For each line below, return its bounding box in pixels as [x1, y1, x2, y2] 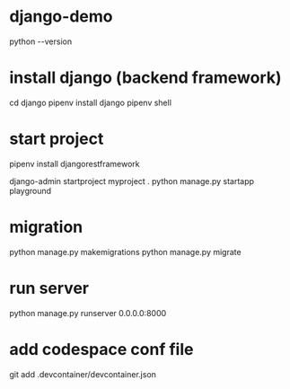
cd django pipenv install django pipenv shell [9, 97, 172, 108]
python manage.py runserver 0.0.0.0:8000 [9, 307, 167, 318]
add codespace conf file [9, 339, 194, 359]
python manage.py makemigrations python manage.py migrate [9, 246, 242, 257]
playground [9, 185, 52, 196]
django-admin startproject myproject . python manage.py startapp [9, 175, 254, 186]
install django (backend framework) [9, 67, 282, 88]
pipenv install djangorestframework [9, 158, 141, 169]
